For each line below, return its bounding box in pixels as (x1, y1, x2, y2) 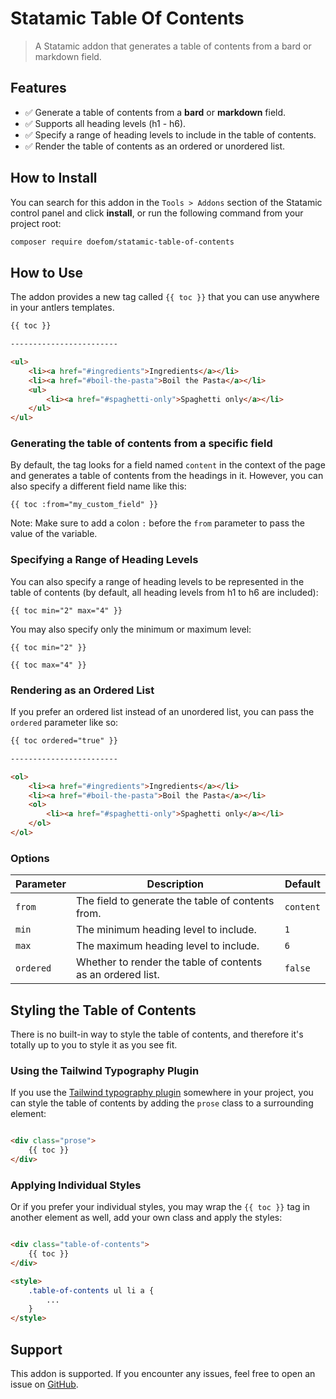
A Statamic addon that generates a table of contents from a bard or (34, 40, 312, 52)
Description (146, 877, 205, 891)
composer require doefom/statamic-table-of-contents (10, 237, 235, 247)
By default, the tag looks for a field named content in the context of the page (10, 459, 326, 471)
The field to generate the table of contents (75, 894, 275, 908)
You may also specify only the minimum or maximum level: (10, 623, 252, 635)
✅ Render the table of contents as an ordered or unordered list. (24, 140, 286, 152)
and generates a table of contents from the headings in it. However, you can (10, 470, 324, 482)
